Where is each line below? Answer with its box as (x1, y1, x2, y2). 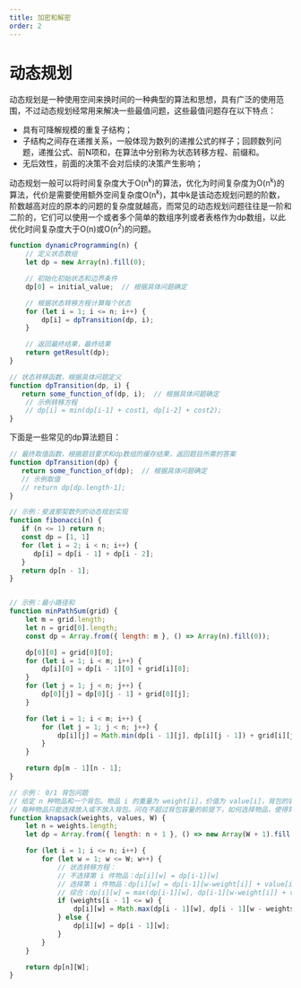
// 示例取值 (21, 475, 61, 484)
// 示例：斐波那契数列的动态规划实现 (9, 508, 128, 517)
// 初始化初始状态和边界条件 (25, 275, 118, 284)
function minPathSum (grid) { (9, 607, 118, 616)
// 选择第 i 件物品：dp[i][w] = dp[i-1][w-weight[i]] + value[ (56, 879, 289, 888)
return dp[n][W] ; (25, 962, 90, 972)
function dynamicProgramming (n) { (9, 241, 139, 250)
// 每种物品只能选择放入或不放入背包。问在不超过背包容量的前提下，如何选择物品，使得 (9, 805, 288, 814)
